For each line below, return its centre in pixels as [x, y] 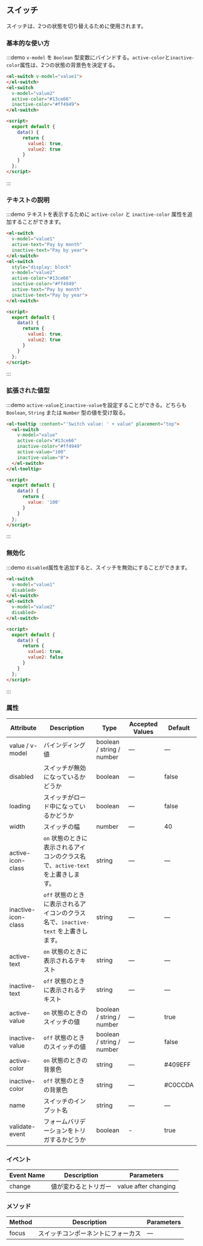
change [20, 1186]
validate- [23, 1126]
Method [21, 1222]
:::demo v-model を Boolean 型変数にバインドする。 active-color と [88, 57]
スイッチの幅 [62, 826]
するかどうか [68, 1140]
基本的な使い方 [28, 43]
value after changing [147, 1186]
